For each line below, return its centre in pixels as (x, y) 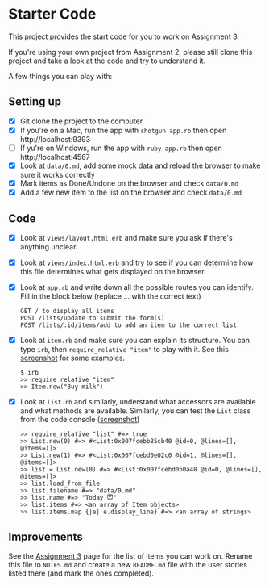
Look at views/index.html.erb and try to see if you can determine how (137, 262)
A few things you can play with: (60, 76)
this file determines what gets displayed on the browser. (113, 272)
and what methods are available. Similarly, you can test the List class (135, 411)
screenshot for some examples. (72, 358)
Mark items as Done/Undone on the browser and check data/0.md (129, 183)
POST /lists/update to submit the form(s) (92, 318)
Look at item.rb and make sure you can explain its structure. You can (134, 341)
